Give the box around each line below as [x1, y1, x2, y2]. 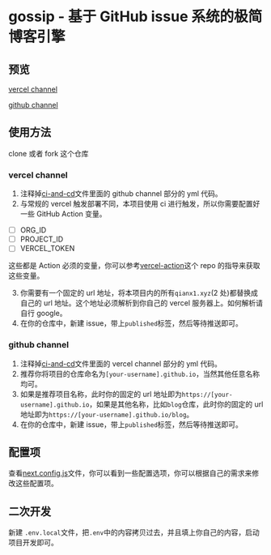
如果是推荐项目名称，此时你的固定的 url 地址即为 [19, 389, 182, 399]
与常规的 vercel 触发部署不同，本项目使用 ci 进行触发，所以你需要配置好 [19, 199, 260, 209]
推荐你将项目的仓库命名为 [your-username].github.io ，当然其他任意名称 [19, 369, 260, 378]
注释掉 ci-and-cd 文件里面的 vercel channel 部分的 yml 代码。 [19, 358, 222, 369]
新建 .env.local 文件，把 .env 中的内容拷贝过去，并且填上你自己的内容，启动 [8, 527, 260, 537]
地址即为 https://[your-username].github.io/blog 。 [19, 409, 194, 419]
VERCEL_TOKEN [19, 244, 75, 254]
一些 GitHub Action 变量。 [19, 209, 107, 219]
